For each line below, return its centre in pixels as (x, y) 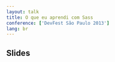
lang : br (17, 29)
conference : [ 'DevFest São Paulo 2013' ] (58, 23)
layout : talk (23, 12)
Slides (18, 53)
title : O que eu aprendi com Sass (50, 17)
